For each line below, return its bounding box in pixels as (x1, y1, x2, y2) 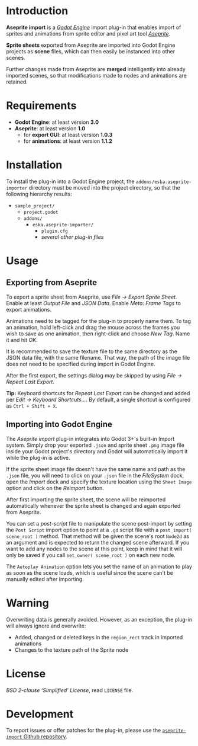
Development (6, 707, 74, 721)
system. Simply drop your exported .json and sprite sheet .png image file (6, 441, 185, 449)
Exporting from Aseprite (6, 277, 98, 288)
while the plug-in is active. (6, 454, 70, 461)
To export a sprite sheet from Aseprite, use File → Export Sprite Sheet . (6, 293, 177, 300)
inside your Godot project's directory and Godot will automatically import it (6, 447, 188, 454)
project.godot (23, 209, 59, 215)
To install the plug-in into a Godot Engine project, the (6, 178, 135, 185)
